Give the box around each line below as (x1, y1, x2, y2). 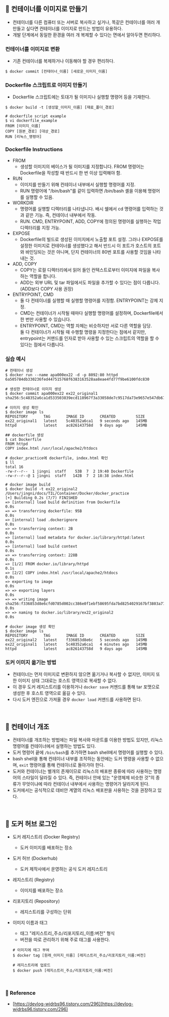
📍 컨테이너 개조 (5, 723, 49, 731)
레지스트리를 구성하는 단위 (20, 909, 72, 915)
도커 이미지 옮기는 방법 (5, 659, 57, 666)
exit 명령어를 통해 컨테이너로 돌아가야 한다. (19, 762, 105, 768)
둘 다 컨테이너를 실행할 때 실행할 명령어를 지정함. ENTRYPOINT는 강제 (20, 297, 158, 304)
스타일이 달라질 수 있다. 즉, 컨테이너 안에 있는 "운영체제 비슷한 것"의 (22, 774, 155, 781)
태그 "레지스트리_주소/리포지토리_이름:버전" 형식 (20, 930, 115, 936)
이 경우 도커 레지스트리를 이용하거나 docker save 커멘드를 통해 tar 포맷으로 (12, 684, 160, 690)
